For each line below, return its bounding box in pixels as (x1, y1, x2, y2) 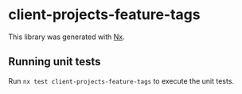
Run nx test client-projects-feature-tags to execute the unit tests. (8, 76, 235, 85)
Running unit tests (8, 55, 101, 69)
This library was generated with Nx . (8, 32, 125, 41)
